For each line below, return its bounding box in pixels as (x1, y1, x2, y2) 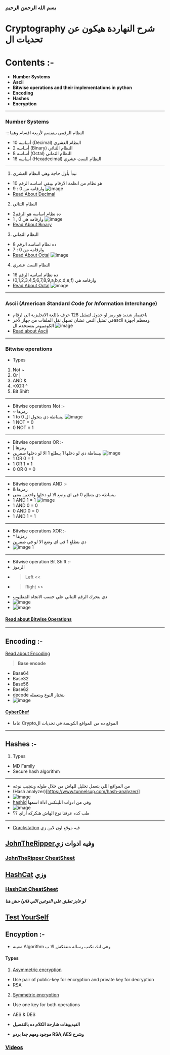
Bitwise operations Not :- (12, 403, 65, 409)
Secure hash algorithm (12, 768, 60, 774)
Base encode (17, 660, 46, 666)
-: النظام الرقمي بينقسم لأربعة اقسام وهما (5, 130, 84, 136)
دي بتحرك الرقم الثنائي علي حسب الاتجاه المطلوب (12, 593, 108, 599)
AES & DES (12, 1011, 36, 1017)
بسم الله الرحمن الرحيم (5, 4, 57, 11)
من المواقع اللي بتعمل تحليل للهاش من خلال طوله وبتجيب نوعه (12, 782, 131, 789)
